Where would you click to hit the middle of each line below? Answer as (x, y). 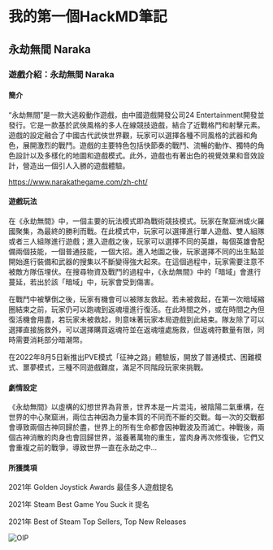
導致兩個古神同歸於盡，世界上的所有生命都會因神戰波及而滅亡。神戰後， (136, 427)
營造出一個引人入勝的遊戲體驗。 (76, 165)
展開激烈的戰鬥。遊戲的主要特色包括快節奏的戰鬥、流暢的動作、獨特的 (140, 145)
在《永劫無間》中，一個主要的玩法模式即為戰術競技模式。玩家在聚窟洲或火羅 (136, 221)
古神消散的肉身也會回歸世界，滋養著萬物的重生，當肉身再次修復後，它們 (136, 437)
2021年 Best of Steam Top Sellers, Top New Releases (97, 522)
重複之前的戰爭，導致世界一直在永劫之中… (86, 448)
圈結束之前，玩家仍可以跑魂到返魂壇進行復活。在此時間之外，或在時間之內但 (136, 309)
